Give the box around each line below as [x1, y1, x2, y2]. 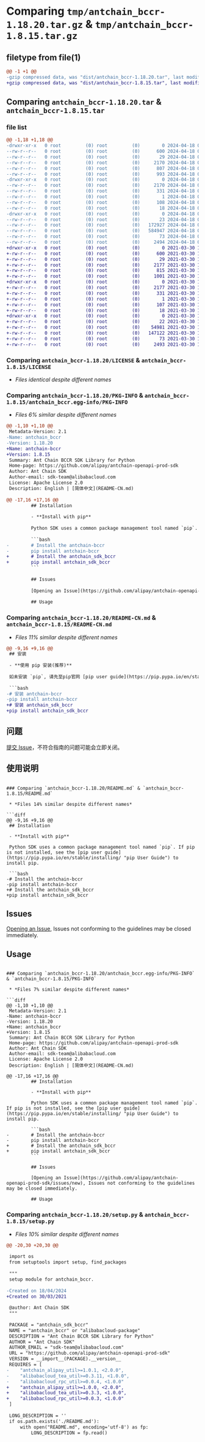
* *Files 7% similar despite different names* [9, 987, 130, 993]
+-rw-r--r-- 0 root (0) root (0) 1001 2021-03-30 [6, 273, 195, 279]
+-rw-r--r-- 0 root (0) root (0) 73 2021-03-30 [6, 335, 195, 342]
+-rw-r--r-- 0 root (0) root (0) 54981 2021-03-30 [6, 324, 195, 331]
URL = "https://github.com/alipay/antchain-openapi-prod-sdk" [9, 1350, 171, 1356]
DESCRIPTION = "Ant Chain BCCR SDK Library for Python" [9, 1333, 154, 1339]
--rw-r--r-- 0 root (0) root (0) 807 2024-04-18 [6, 165, 195, 172]
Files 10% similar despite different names [15, 1230, 119, 1238]
